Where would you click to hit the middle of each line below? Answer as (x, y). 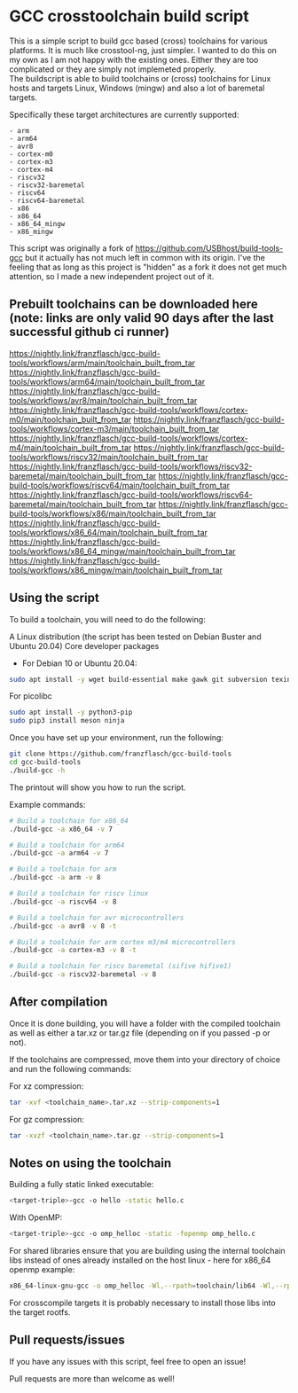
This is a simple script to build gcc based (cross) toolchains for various (138, 41)
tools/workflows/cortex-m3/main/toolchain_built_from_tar (114, 428)
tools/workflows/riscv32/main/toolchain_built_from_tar (109, 457)
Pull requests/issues (67, 1340)
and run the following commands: (71, 1068)
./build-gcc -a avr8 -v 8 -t (63, 926)
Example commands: (47, 804)
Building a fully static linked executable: (82, 1185)
